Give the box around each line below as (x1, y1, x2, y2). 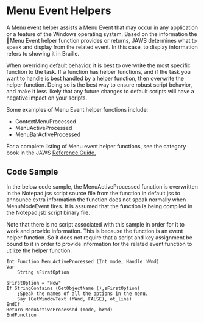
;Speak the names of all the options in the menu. (17, 291, 149, 297)
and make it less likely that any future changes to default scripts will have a (6, 87, 195, 95)
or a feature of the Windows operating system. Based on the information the (6, 30, 197, 37)
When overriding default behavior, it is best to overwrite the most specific (6, 62, 191, 69)
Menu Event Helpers (6, 4, 111, 18)
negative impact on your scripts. (6, 94, 87, 101)
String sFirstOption (17, 269, 69, 275)
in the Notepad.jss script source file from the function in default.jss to (6, 189, 181, 197)
